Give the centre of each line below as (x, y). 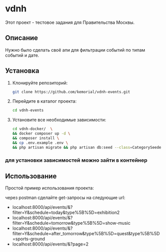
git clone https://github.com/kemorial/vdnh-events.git (71, 92)
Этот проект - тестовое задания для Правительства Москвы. (70, 22)
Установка (22, 71)
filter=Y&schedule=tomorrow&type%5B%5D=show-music (71, 223)
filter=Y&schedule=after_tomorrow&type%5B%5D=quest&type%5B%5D (86, 234)
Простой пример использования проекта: (50, 188)
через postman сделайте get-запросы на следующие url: (65, 198)
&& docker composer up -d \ (41, 134)
